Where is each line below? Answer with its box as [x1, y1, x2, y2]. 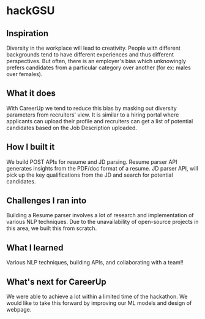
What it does [6, 88, 56, 99]
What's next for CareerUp [6, 277, 106, 287]
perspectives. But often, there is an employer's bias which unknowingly [6, 58, 187, 64]
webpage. [6, 306, 32, 313]
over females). [6, 71, 43, 77]
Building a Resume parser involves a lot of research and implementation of [6, 212, 194, 219]
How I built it [6, 142, 55, 152]
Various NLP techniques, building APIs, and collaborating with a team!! [6, 259, 184, 266]
